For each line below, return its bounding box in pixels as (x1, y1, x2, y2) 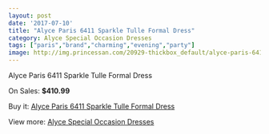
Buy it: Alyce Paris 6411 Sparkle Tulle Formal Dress (8, 101, 175, 111)
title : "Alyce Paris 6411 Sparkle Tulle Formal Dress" (8, 26, 195, 34)
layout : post (8, 11, 52, 20)
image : (8, 49, 30, 57)
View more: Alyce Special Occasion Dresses (8, 117, 155, 126)
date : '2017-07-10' (8, 19, 74, 27)
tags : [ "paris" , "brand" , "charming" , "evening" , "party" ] (8, 41, 195, 49)
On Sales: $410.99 (8, 86, 70, 96)
